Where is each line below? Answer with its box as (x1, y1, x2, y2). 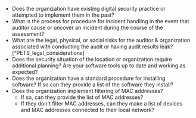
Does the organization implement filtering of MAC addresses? (11, 88, 164, 94)
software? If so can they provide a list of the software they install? (11, 81, 174, 88)
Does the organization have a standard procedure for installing (11, 74, 166, 82)
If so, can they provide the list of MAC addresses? (20, 94, 144, 101)
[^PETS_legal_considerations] (11, 49, 85, 56)
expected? (11, 69, 38, 75)
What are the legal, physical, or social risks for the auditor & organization (11, 37, 191, 44)
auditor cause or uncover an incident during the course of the (11, 24, 163, 31)
